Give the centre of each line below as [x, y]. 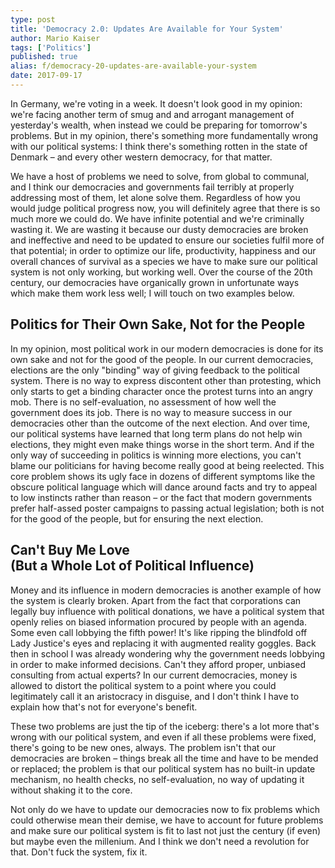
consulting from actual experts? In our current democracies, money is [154, 675]
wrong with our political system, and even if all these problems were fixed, [163, 737]
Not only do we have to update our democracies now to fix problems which [165, 809]
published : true [44, 57]
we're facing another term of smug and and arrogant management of [152, 114]
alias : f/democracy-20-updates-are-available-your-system [133, 66]
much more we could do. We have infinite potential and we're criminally [157, 218]
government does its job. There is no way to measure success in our [151, 412]
